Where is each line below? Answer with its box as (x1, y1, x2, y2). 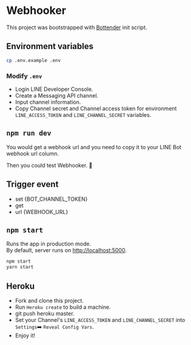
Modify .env (6, 72, 42, 80)
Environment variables (6, 41, 94, 52)
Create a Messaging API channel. (15, 92, 99, 99)
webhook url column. (6, 150, 59, 157)
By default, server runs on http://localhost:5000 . (6, 247, 127, 254)
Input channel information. (15, 98, 81, 106)
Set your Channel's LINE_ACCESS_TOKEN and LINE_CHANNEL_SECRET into (15, 316, 186, 323)
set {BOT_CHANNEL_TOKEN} (15, 195, 88, 203)
